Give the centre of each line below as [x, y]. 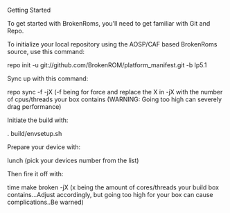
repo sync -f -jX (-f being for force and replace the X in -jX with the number [115, 92]
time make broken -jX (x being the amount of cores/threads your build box [113, 187]
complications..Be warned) [46, 202]
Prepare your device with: [44, 147]
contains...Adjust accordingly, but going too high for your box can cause [110, 195]
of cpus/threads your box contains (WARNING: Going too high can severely [115, 99]
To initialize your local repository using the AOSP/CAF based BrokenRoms [112, 44]
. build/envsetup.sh [35, 134]
